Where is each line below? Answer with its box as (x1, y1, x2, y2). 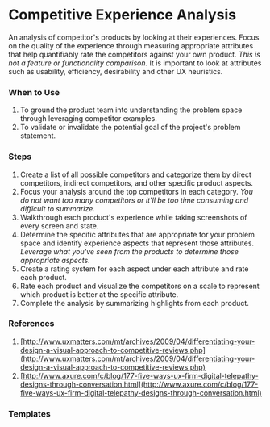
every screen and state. (19, 220, 99, 231)
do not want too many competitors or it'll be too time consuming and (19, 195, 249, 205)
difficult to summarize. (19, 203, 95, 213)
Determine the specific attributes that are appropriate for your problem (19, 229, 255, 239)
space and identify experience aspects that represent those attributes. (19, 238, 255, 248)
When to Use (8, 86, 60, 98)
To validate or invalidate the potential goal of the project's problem (19, 123, 241, 132)
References (8, 318, 55, 329)
